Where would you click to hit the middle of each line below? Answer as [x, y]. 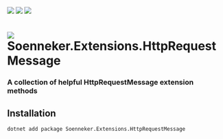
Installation [32, 113]
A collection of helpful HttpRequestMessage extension [101, 83]
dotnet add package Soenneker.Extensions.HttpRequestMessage [96, 129]
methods [22, 91]
